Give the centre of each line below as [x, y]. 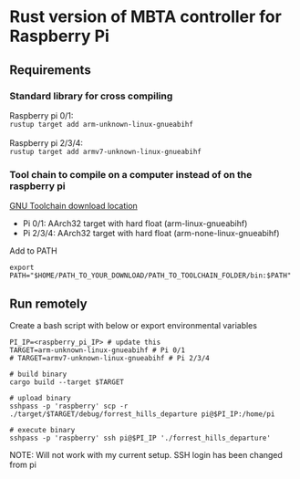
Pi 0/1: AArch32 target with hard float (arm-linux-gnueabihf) [135, 224]
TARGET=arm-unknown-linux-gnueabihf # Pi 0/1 [97, 350]
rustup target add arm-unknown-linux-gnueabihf [102, 124]
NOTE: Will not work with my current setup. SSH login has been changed [146, 454]
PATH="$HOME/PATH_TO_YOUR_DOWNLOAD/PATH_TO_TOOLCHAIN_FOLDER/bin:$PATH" [150, 276]
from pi [23, 464]
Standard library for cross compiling [91, 96]
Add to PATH [33, 251]
